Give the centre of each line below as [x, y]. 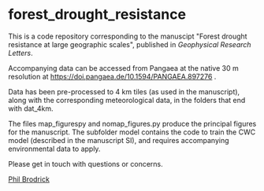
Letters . [20, 53]
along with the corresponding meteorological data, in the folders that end [127, 100]
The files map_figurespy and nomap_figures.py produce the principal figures [132, 123]
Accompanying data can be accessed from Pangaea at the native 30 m [123, 68]
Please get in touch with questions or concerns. [86, 163]
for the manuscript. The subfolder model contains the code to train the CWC [132, 132]
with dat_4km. [31, 108]
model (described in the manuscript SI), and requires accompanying [119, 140]
